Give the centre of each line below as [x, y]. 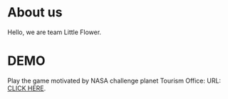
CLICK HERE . [27, 88]
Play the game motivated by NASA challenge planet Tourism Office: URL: [114, 80]
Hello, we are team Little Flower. [55, 32]
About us [35, 12]
